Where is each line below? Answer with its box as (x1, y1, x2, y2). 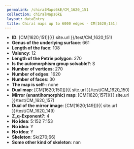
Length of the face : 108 (11, 45, 60, 51)
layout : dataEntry (6, 16, 45, 21)
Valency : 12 (11, 50, 36, 56)
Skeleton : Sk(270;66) (11, 134, 56, 140)
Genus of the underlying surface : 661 (11, 40, 90, 46)
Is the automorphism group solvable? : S (11, 61, 96, 67)
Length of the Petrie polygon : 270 (11, 55, 82, 62)
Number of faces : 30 (11, 76, 55, 82)
